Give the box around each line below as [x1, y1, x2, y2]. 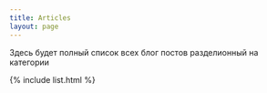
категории [9, 57, 50, 67]
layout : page [9, 22, 59, 31]
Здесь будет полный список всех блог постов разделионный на [9, 46, 259, 57]
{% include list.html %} [9, 74, 96, 85]
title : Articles [9, 13, 71, 23]
